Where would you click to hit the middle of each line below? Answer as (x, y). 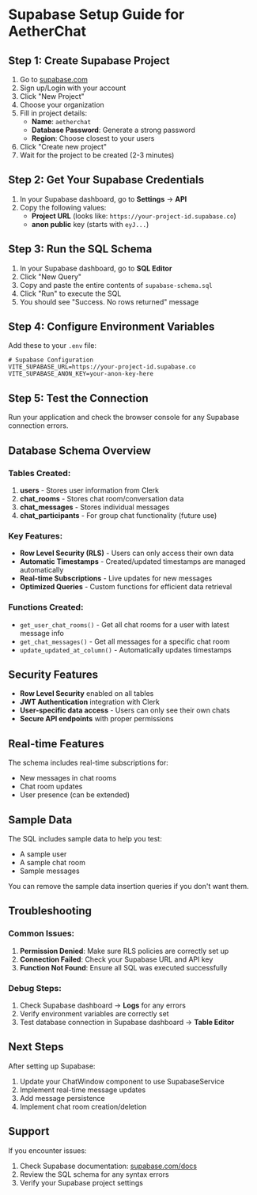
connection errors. (38, 425)
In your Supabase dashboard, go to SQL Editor (96, 268)
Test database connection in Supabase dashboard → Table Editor (127, 1022)
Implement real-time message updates (83, 1090)
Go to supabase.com (54, 79)
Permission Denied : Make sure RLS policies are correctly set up (124, 951)
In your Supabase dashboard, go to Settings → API (103, 199)
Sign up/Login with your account (73, 88)
